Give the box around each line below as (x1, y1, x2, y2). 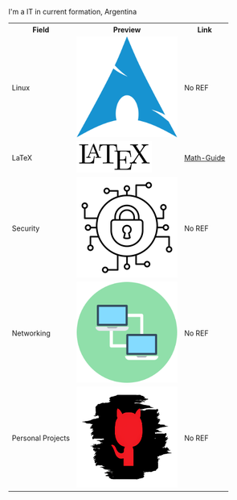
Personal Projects (11, 433, 71, 443)
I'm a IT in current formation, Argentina (8, 7, 137, 16)
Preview (112, 24, 141, 35)
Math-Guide (184, 153, 226, 163)
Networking (11, 328, 51, 338)
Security (11, 223, 40, 233)
